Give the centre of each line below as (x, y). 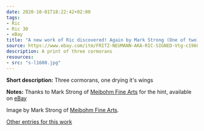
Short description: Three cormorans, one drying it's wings (80, 80)
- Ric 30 (17, 29)
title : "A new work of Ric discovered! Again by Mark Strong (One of (96, 40)
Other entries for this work (39, 121)
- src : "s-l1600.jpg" (34, 62)
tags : (13, 18)
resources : (20, 57)
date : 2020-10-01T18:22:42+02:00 (49, 12)
